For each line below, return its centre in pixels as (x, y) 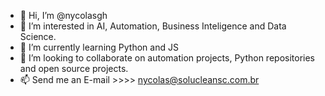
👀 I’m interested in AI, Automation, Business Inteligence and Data (153, 26)
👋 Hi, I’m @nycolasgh (63, 15)
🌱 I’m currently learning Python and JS (99, 47)
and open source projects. (74, 68)
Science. (38, 36)
